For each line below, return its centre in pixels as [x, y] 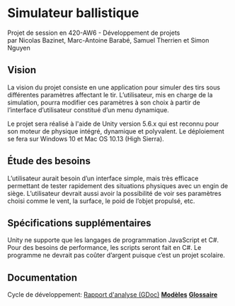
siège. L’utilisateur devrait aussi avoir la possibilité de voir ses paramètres [114, 193]
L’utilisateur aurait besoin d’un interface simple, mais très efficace [103, 178]
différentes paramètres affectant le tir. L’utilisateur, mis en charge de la [110, 94]
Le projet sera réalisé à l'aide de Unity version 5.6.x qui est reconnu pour [113, 124]
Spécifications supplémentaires [79, 223]
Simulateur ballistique [73, 13]
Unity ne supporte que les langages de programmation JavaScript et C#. [113, 240]
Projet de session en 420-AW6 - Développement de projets [94, 33]
